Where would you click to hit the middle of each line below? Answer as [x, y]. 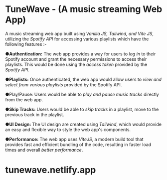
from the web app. [24, 99]
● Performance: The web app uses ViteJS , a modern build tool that [74, 139]
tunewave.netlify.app [51, 170]
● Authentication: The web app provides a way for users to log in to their [81, 54]
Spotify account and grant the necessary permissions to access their [76, 59]
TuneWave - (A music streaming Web [84, 9]
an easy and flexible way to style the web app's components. [68, 129]
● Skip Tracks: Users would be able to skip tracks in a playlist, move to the [82, 109]
